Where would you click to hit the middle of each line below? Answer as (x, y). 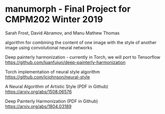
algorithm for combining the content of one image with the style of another (81, 42)
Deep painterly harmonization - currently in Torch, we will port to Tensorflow (83, 57)
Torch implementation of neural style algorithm (52, 71)
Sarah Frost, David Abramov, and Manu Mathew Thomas (62, 33)
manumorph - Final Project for (68, 9)
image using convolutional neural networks (49, 47)
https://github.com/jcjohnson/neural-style (48, 77)
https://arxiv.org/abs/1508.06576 (39, 91)
